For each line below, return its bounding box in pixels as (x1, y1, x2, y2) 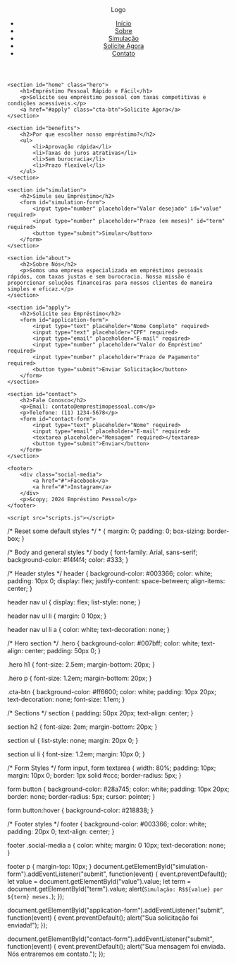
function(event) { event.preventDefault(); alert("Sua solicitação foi (7, 913, 199, 922)
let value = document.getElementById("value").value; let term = (7, 877, 192, 885)
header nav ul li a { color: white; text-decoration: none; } (7, 626, 170, 633)
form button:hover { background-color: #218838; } (7, 806, 154, 814)
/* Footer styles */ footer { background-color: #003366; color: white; (7, 820, 207, 828)
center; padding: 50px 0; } (24, 647, 101, 655)
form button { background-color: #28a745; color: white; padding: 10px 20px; (7, 785, 230, 793)
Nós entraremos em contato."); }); (7, 949, 106, 958)
